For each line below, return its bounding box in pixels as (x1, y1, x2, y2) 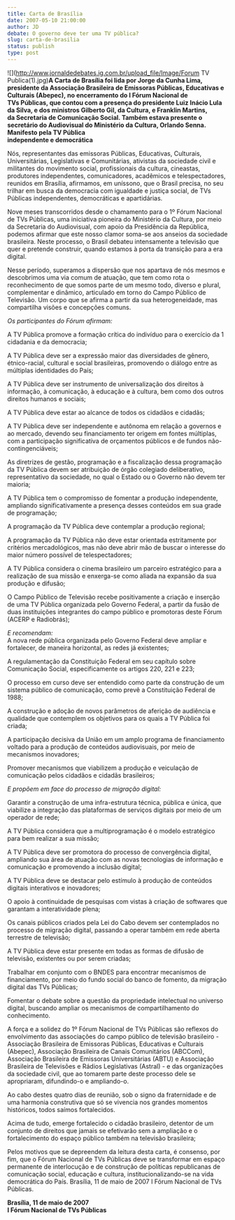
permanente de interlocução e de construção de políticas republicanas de (7, 1162, 221, 1171)
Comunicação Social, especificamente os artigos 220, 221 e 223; (7, 664, 195, 673)
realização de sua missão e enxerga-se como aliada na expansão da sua (7, 571, 217, 580)
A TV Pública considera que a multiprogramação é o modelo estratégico (7, 827, 215, 835)
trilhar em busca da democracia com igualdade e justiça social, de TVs (7, 187, 211, 195)
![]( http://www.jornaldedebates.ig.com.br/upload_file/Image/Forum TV (7, 68, 210, 77)
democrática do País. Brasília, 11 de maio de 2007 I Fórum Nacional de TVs (7, 1177, 222, 1186)
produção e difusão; (7, 579, 66, 588)
